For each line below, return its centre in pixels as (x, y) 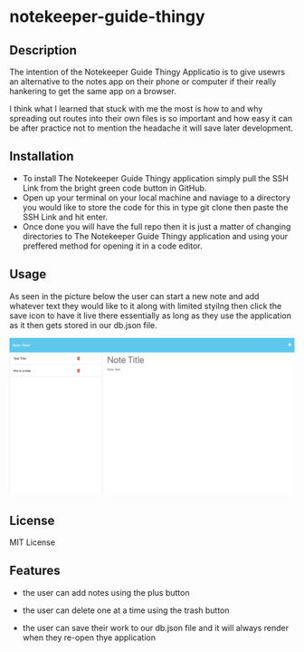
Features (35, 571)
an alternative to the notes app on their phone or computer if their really (143, 82)
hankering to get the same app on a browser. (93, 91)
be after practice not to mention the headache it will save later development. (152, 128)
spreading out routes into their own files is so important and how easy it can (151, 118)
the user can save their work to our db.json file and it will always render (156, 628)
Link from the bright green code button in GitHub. (114, 188)
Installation (42, 156)
